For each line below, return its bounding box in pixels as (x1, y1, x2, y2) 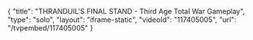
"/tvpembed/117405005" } (7, 24, 94, 32)
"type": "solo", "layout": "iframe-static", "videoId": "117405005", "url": (7, 15, 237, 24)
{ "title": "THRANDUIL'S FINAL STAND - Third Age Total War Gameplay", (7, 7, 246, 16)
